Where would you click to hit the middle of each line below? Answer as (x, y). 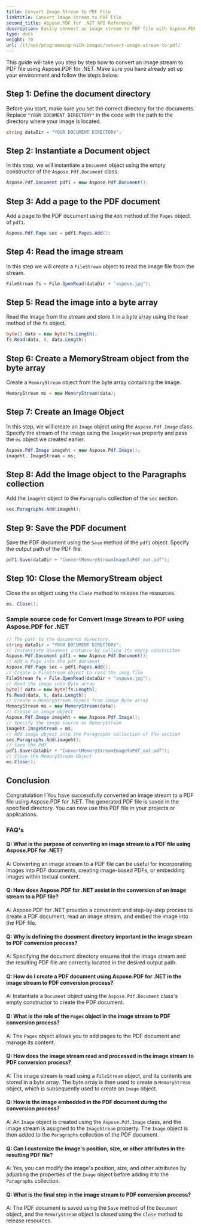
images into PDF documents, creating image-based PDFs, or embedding (96, 870)
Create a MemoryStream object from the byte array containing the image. (94, 382)
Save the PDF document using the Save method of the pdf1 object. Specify (98, 542)
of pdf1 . (16, 222)
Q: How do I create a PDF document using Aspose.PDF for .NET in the (94, 976)
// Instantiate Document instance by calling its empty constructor (93, 651)
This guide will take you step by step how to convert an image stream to (95, 62)
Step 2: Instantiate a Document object (78, 151)
